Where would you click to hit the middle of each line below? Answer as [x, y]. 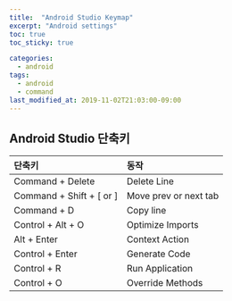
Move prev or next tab [173, 196]
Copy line [146, 211]
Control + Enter [46, 254]
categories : [31, 59]
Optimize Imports [162, 225]
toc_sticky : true [41, 42]
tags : [19, 75]
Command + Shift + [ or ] [66, 196]
